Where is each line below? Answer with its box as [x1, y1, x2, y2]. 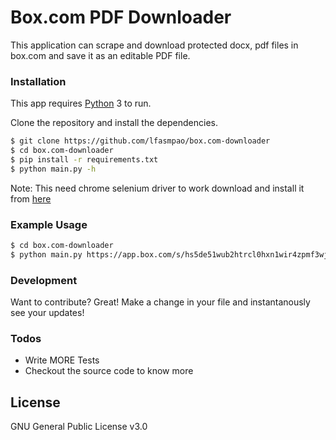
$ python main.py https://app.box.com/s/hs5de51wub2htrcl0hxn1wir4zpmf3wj [10, 249, 329, 260]
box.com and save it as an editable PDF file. [10, 49, 191, 61]
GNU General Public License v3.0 [10, 421, 148, 433]
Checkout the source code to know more [24, 365, 194, 377]
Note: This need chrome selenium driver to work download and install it [10, 182, 305, 194]
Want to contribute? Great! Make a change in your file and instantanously [10, 296, 311, 308]
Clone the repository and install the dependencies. [10, 117, 219, 129]
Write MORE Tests [24, 354, 100, 366]
